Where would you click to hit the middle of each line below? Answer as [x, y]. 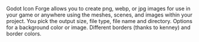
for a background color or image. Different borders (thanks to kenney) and [99, 27]
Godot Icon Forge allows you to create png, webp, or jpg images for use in [99, 9]
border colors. [24, 34]
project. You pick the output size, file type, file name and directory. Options [99, 21]
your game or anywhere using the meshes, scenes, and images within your [99, 15]
